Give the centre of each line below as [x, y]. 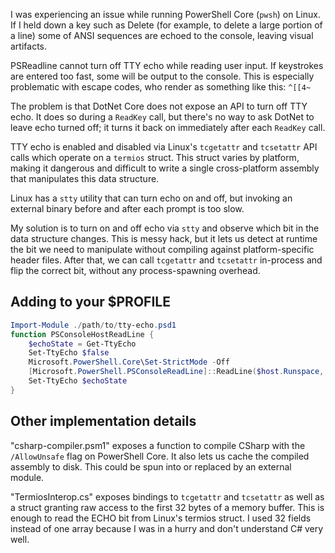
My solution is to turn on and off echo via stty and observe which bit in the [165, 228]
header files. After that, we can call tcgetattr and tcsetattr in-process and [166, 260]
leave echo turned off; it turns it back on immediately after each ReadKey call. [168, 127]
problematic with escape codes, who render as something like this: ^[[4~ [161, 87]
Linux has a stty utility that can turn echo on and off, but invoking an [151, 198]
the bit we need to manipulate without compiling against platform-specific [162, 249]
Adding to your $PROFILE [90, 302]
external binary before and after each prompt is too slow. [127, 208]
